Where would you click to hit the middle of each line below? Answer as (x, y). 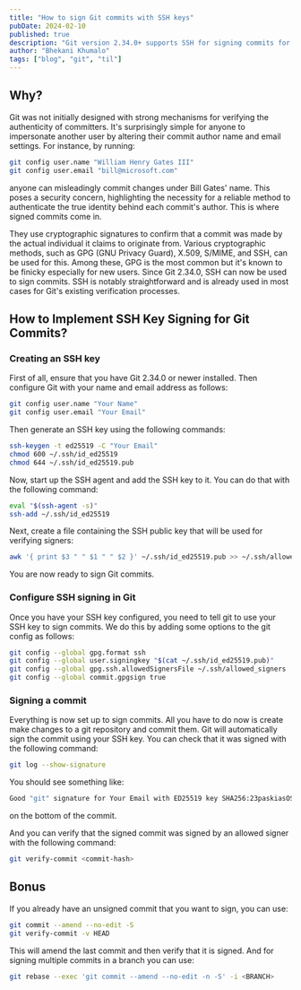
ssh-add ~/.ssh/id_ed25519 (60, 514)
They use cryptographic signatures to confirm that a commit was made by (146, 233)
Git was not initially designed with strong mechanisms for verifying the (139, 117)
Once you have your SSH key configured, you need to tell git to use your (142, 617)
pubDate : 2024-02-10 (48, 26)
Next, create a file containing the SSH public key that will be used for (136, 531)
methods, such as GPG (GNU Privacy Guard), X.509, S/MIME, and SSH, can (149, 253)
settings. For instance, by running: (73, 145)
